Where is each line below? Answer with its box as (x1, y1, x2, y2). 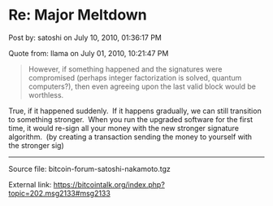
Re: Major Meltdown (8, 6, 148, 24)
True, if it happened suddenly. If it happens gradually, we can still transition (8, 106, 262, 116)
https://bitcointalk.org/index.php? (53, 179, 165, 189)
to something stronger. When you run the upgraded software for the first (8, 114, 253, 124)
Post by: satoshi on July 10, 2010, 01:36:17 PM (8, 33, 162, 42)
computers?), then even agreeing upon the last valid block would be (28, 81, 256, 91)
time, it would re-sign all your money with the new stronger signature (8, 123, 240, 133)
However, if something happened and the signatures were (28, 64, 223, 74)
